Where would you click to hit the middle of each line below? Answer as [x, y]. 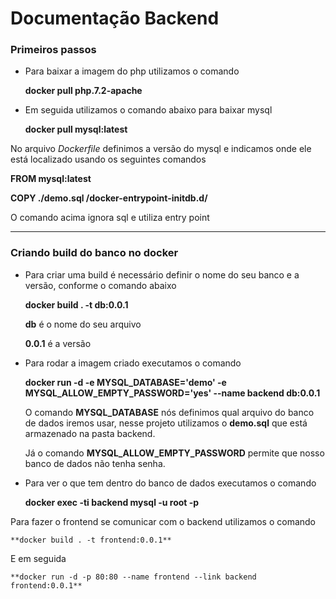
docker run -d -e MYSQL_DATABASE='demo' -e [125, 382]
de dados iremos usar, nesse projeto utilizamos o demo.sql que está [166, 423]
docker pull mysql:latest [76, 129]
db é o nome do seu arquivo [83, 324]
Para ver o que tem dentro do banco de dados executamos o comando [170, 483]
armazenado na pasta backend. [90, 433]
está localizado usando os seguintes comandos [108, 159]
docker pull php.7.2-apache [83, 91]
